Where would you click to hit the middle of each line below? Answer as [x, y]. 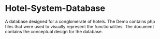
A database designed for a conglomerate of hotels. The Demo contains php [80, 21]
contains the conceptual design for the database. [54, 31]
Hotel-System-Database [55, 8]
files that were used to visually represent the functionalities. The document [80, 26]
